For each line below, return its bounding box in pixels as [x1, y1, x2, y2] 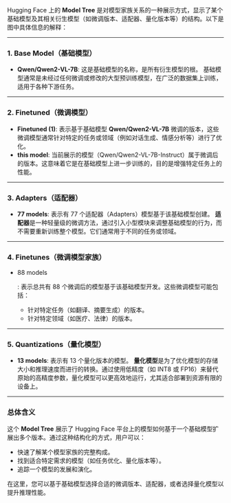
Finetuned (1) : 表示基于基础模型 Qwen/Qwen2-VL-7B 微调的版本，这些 [16, 124, 219, 133]
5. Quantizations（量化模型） [7, 339, 106, 349]
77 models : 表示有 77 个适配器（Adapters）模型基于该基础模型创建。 [16, 210, 214, 218]
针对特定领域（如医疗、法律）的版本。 [27, 315, 136, 323]
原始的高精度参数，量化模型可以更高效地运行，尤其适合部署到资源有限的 [16, 374, 222, 382]
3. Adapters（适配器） [7, 193, 82, 203]
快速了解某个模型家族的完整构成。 [16, 447, 114, 456]
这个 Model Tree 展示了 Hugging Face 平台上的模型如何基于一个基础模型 [7, 425, 213, 433]
